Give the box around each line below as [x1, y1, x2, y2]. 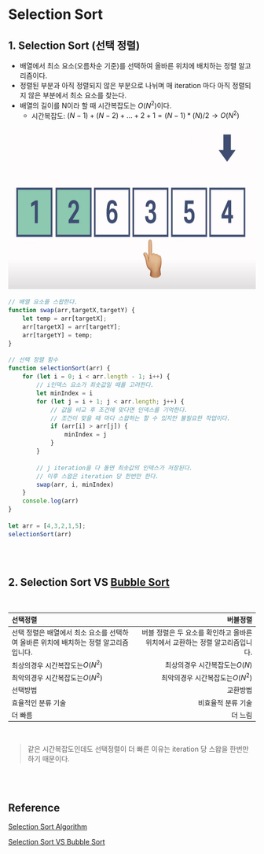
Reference [8, 801, 60, 815]
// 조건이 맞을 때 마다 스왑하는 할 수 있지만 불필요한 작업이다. [49, 414, 231, 422]
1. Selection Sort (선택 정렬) [8, 39, 140, 52]
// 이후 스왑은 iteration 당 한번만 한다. [36, 472, 159, 480]
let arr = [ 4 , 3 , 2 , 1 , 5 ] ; [8, 521, 86, 530]
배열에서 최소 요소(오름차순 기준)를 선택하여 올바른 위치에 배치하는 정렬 [19, 61, 237, 70]
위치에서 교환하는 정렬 [145, 638, 213, 647]
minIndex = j [64, 431, 108, 439]
